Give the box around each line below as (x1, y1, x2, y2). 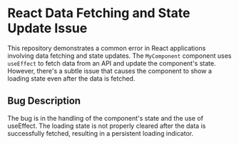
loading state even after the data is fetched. (7, 74, 136, 83)
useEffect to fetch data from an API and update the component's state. (7, 59, 216, 67)
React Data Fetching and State (7, 5, 190, 21)
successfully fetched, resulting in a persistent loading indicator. (7, 129, 194, 137)
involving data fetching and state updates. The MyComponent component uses (7, 51, 232, 60)
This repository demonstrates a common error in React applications (7, 44, 206, 52)
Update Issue (7, 20, 88, 36)
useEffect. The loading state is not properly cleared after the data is (7, 121, 206, 130)
